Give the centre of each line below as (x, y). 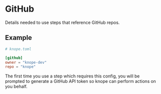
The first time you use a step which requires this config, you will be (72, 76)
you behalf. (16, 87)
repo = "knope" (20, 67)
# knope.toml (18, 49)
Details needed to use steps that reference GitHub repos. (62, 22)
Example (19, 38)
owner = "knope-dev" (26, 62)
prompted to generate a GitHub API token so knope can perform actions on (80, 81)
